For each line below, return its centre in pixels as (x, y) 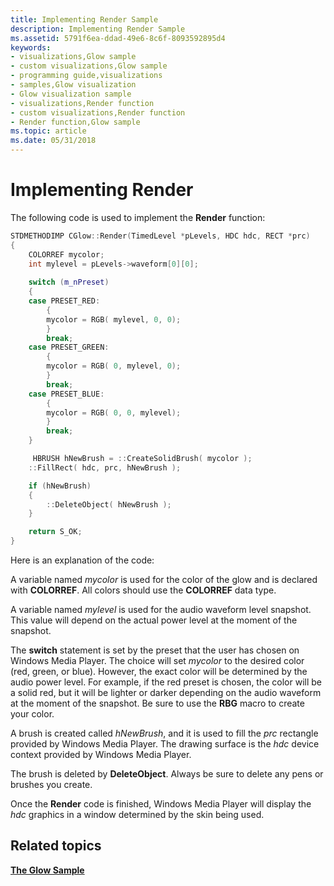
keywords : (31, 47)
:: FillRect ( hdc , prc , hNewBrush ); (105, 467)
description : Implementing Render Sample (98, 29)
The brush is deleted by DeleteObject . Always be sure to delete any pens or (167, 774)
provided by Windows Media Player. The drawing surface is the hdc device (165, 744)
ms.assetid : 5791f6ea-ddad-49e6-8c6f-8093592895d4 (118, 38)
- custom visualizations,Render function (98, 112)
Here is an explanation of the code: (82, 560)
